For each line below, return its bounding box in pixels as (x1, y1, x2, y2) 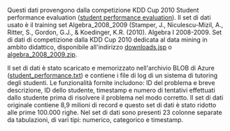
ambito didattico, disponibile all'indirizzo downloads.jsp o (7, 43, 173, 51)
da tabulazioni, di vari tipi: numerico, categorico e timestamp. (7, 116, 184, 124)
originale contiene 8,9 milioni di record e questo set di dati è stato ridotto (7, 101, 217, 109)
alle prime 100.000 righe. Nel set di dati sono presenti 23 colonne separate (7, 108, 222, 116)
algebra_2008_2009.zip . (7, 50, 78, 59)
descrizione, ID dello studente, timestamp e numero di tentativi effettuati (7, 86, 215, 94)
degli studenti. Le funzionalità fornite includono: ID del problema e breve (7, 79, 215, 86)
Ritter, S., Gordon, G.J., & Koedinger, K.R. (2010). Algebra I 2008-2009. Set (7, 28, 222, 36)
